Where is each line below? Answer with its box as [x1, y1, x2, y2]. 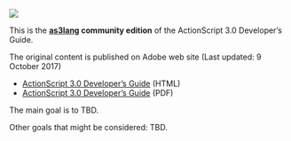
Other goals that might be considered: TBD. [9, 122, 169, 132]
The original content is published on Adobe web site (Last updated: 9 [9, 51, 262, 62]
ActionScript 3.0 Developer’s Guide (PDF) [21, 88, 174, 98]
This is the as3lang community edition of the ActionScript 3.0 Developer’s [9, 25, 282, 35]
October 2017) [9, 61, 62, 71]
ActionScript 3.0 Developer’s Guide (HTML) [21, 78, 181, 89]
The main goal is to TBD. [9, 105, 99, 115]
